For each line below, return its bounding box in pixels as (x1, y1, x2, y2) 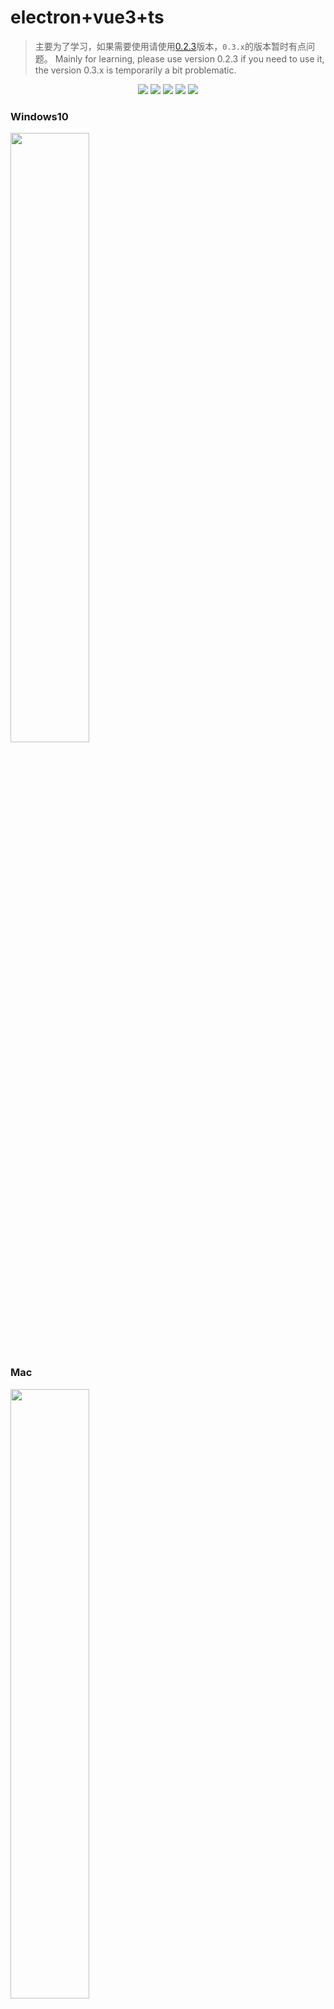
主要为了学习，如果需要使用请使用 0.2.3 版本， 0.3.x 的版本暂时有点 (34, 40, 307, 52)
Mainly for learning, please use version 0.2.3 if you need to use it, (54, 52, 325, 65)
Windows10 (10, 109, 69, 123)
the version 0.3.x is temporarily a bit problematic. (34, 64, 237, 76)
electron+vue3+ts (10, 6, 165, 29)
